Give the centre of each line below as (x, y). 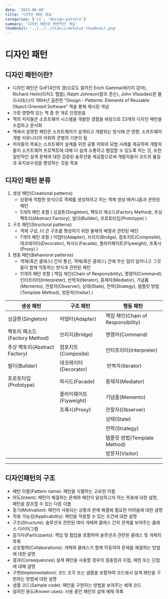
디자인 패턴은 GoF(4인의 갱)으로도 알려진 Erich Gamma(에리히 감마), (80, 88)
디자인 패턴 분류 (28, 180)
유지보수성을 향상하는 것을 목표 (48, 163)
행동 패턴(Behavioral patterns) (43, 255)
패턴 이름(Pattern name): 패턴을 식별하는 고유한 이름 (64, 491)
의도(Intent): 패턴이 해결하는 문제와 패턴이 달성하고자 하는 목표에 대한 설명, (85, 497)
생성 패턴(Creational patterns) (42, 193)
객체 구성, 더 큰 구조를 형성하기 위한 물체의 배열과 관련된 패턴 (79, 230)
